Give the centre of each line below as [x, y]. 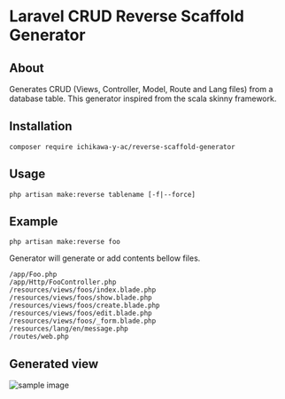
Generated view [54, 364]
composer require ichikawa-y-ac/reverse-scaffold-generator [123, 147]
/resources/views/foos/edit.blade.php [81, 313]
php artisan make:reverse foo [65, 242]
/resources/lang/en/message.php [69, 329]
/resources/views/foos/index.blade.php [83, 290]
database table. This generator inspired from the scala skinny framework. [143, 98]
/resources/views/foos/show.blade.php [81, 298]
